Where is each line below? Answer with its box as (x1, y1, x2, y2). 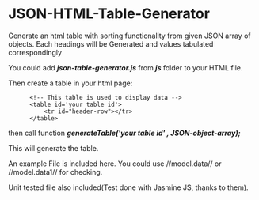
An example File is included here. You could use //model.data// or (8, 159, 222, 168)
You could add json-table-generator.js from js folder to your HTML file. (8, 62, 243, 72)
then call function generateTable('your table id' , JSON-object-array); (8, 128, 242, 138)
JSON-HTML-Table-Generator (8, 5, 210, 23)
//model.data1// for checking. (8, 167, 103, 176)
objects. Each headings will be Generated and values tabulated (8, 39, 214, 48)
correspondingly (8, 47, 62, 57)
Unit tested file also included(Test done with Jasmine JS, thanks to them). (8, 183, 249, 192)
